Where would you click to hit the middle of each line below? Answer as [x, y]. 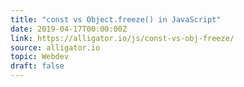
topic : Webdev [40, 57]
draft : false [37, 66]
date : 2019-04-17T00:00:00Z [69, 29]
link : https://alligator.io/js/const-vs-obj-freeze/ [122, 38]
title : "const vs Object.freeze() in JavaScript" [116, 19]
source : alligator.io [55, 47]
